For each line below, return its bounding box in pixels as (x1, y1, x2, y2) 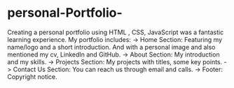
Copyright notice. (7, 72, 57, 81)
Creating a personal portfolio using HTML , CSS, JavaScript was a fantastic (7, 28, 224, 36)
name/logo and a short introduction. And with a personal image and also (7, 43, 216, 51)
